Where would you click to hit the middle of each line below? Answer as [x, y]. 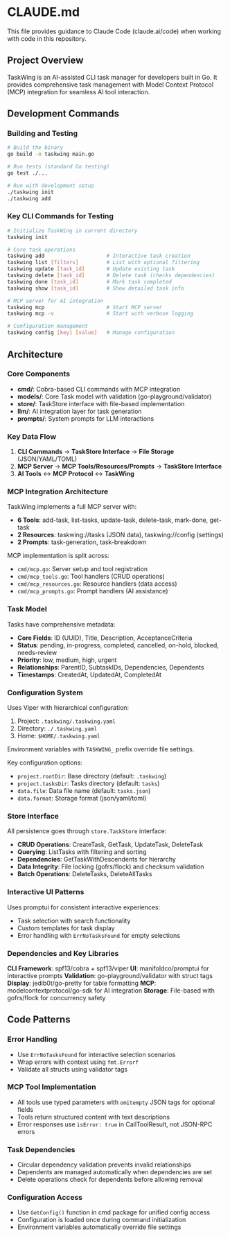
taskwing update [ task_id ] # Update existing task [91, 269]
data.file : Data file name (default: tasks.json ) [84, 790]
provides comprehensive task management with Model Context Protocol [110, 85]
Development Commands [63, 114]
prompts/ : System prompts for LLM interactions [86, 418]
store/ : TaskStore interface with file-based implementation [101, 403]
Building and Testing [43, 134]
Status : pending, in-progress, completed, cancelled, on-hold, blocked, [118, 645]
